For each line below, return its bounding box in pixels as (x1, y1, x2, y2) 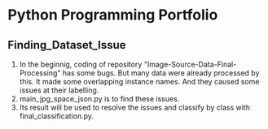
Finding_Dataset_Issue (7, 38, 127, 52)
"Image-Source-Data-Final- (143, 59, 237, 69)
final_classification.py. (19, 111, 94, 121)
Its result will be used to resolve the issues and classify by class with (19, 103, 250, 112)
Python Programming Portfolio (7, 6, 218, 24)
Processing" (19, 68, 61, 78)
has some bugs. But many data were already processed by (62, 68, 260, 78)
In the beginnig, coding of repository (19, 59, 143, 69)
